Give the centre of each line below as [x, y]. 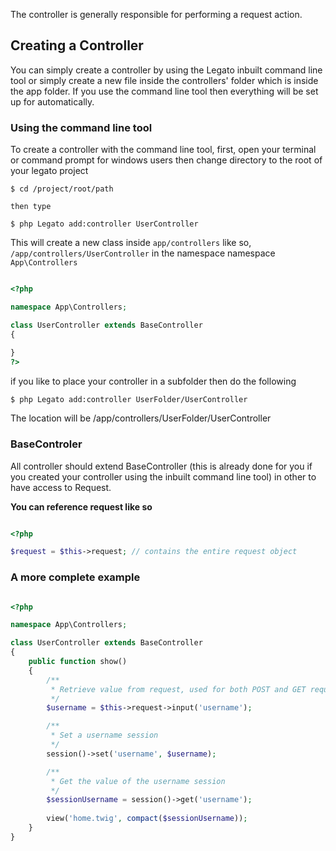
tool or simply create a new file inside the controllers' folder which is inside [164, 80]
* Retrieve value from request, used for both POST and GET [178, 689]
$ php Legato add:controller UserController [104, 224]
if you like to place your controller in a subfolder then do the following [153, 381]
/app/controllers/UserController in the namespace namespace [143, 253]
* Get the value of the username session [138, 781]
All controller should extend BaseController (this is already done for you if [161, 466]
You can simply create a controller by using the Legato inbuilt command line [166, 70]
